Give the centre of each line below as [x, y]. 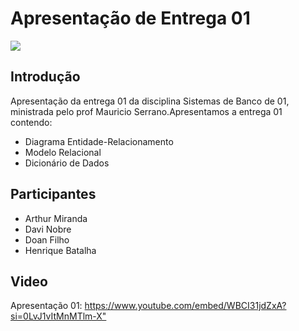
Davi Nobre [48, 229]
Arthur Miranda [56, 218]
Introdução [45, 77]
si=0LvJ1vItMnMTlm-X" [58, 316]
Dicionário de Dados [67, 163]
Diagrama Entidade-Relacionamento [99, 141]
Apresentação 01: [46, 306]
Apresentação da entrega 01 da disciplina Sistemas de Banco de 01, [150, 101]
